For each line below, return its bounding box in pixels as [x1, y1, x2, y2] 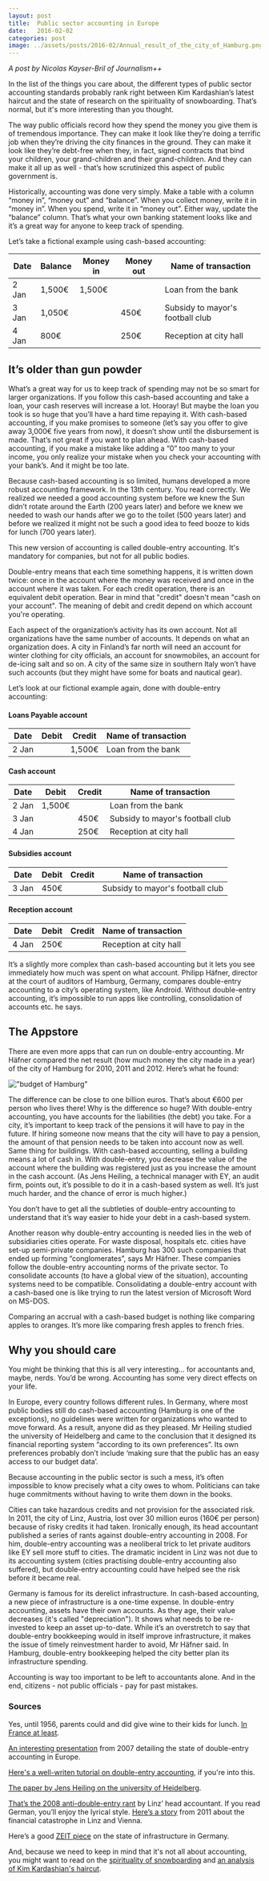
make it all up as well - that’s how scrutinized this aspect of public [8, 163, 226, 172]
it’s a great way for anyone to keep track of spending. [8, 221, 184, 231]
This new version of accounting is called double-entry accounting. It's [8, 542, 240, 552]
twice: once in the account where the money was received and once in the [8, 575, 255, 585]
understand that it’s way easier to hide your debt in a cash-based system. [8, 1212, 251, 1222]
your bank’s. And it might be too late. [8, 460, 130, 470]
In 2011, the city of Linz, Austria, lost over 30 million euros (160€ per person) [8, 1514, 260, 1523]
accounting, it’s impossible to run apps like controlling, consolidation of [8, 993, 243, 1003]
